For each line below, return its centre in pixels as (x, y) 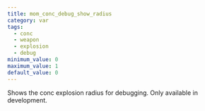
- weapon (27, 40)
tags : (15, 27)
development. (27, 100)
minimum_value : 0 (33, 60)
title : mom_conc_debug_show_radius (60, 14)
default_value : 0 (33, 72)
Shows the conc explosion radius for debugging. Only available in (102, 93)
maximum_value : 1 (33, 66)
